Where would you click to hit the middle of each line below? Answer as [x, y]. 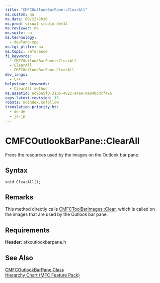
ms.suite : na [19, 33]
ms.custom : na [20, 14]
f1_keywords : [19, 56]
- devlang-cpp [24, 42]
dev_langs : [16, 75]
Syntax [16, 171]
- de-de [18, 112]
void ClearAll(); [23, 182]
